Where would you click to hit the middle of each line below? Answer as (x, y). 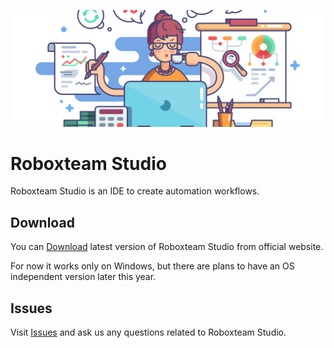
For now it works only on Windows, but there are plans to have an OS (152, 266)
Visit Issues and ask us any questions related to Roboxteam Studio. (148, 332)
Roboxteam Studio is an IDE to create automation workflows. (135, 191)
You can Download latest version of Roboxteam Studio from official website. (167, 247)
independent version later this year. (83, 277)
